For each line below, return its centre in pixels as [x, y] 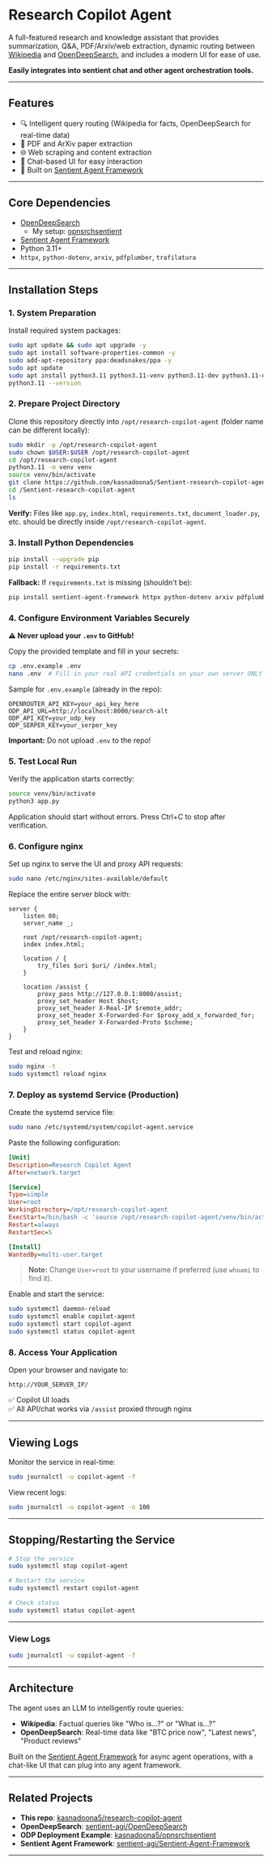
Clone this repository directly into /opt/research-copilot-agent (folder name [136, 421]
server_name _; [49, 923]
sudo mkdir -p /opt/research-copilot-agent [83, 445]
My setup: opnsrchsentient [77, 231]
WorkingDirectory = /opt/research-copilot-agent [88, 1210]
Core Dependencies [59, 203]
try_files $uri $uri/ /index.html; [98, 965]
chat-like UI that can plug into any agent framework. [95, 1765]
